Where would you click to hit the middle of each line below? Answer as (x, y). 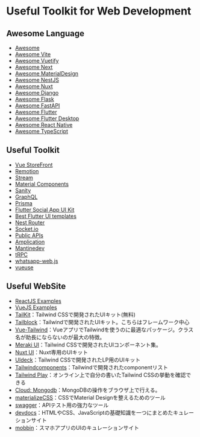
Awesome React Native (44, 125)
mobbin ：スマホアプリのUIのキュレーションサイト (77, 427)
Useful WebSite (36, 286)
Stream (24, 177)
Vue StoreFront (34, 165)
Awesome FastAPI (37, 106)
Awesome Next (34, 67)
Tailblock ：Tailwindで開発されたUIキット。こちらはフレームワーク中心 (102, 322)
